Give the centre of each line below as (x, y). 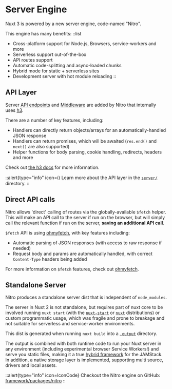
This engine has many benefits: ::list (43, 33)
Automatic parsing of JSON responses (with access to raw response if (87, 243)
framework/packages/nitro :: (35, 381)
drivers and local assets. (31, 365)
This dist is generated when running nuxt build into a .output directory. (81, 334)
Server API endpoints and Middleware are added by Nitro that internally (81, 105)
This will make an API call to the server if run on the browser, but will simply (85, 217)
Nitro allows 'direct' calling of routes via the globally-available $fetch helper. (86, 212)
